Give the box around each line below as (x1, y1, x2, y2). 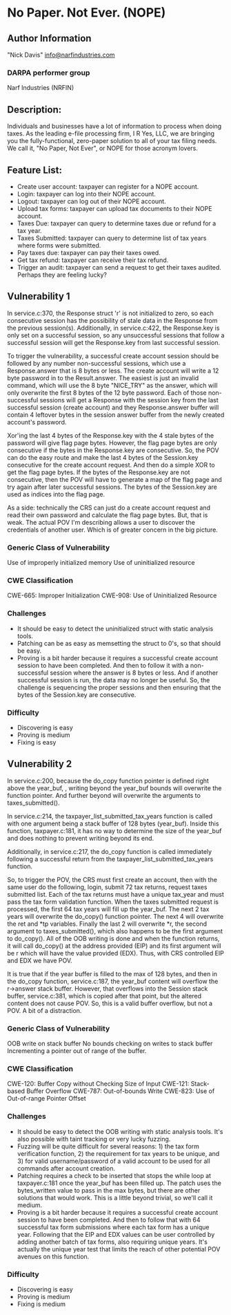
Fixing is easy (17, 738, 57, 746)
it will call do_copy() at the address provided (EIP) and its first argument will (7, 942, 222, 950)
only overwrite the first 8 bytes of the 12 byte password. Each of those (7, 389, 207, 397)
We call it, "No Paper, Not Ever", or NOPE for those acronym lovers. (7, 144, 199, 153)
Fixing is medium (17, 1300, 66, 1308)
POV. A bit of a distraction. (7, 1006, 82, 1014)
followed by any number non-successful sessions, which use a (7, 359, 186, 367)
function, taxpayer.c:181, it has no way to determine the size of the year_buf (7, 826, 222, 834)
